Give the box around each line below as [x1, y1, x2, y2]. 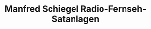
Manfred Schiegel [4, 3, 79, 14]
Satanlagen [51, 14, 100, 25]
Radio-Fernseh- [80, 3, 147, 14]
